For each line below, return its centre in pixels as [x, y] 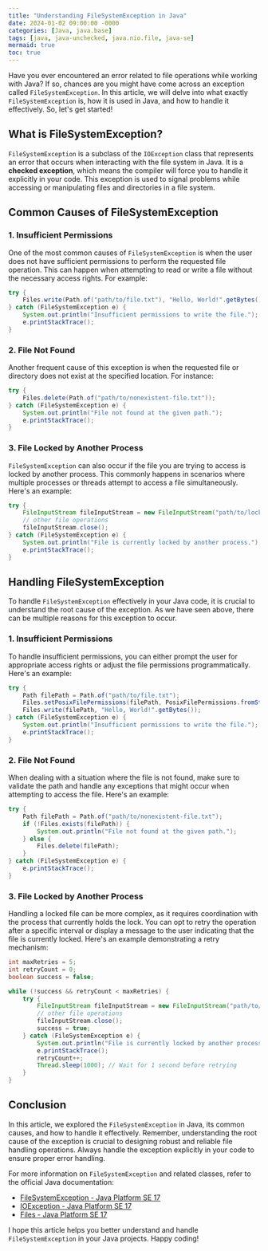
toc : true [25, 53]
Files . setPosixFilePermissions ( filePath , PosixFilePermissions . [132, 702]
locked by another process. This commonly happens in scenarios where [127, 474]
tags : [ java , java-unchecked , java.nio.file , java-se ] [101, 38]
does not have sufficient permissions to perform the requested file [117, 261]
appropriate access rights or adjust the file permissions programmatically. [130, 665]
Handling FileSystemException [87, 582]
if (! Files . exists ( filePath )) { [76, 824]
